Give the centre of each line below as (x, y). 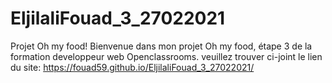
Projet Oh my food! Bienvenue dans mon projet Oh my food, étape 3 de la (161, 46)
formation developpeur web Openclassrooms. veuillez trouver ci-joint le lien (166, 56)
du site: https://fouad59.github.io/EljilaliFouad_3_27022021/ (132, 67)
